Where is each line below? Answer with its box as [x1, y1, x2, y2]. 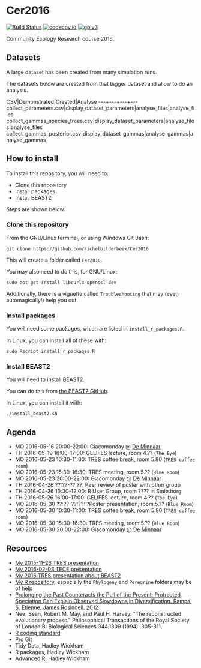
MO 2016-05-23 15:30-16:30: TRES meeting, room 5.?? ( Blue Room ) [14, 469, 180, 476]
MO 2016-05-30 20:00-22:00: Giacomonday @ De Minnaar [14, 526, 162, 533]
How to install [6, 154, 59, 164]
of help [14, 585, 33, 592]
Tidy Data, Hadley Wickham [14, 642, 84, 649]
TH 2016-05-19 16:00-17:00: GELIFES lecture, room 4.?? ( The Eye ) [14, 450, 177, 457]
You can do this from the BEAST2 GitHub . [6, 388, 109, 395]
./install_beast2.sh [6, 411, 58, 417]
